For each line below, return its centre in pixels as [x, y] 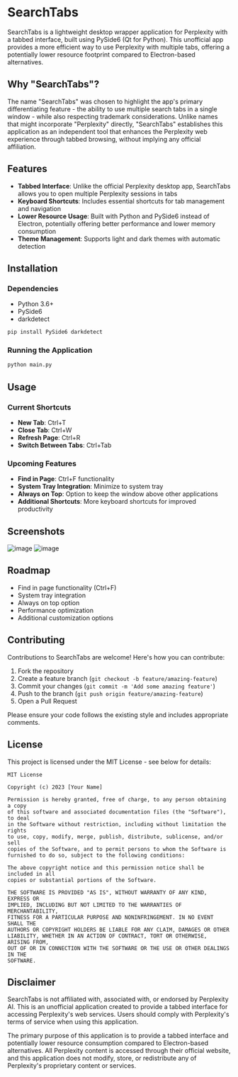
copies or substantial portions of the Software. [82, 880]
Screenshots [36, 531]
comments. [24, 722]
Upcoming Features [42, 463]
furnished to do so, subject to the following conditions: [96, 855]
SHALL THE [22, 923]
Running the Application [50, 350]
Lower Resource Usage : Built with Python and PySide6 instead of [114, 216]
